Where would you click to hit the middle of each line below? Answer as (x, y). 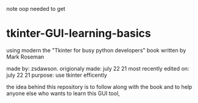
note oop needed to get (36, 9)
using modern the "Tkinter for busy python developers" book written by (96, 50)
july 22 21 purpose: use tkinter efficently (57, 75)
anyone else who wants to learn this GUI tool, (63, 93)
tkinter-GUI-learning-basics (79, 34)
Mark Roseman (25, 57)
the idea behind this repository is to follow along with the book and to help (99, 87)
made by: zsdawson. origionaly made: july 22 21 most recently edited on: (98, 68)
